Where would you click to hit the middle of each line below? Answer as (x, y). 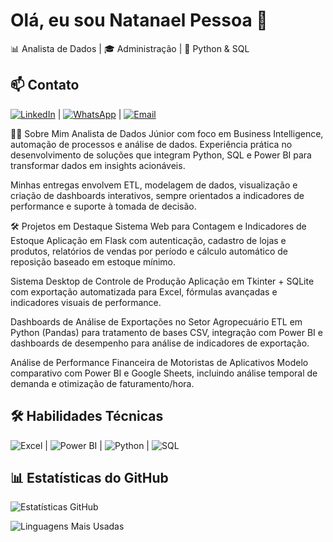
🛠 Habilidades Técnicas (87, 416)
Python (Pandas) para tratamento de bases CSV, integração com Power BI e (166, 332)
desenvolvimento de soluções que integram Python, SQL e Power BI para (161, 155)
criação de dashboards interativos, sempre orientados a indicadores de (157, 195)
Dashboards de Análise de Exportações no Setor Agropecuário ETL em (156, 321)
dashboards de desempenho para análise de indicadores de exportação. (160, 343)
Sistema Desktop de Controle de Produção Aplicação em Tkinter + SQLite (162, 281)
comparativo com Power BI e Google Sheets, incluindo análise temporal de (164, 373)
